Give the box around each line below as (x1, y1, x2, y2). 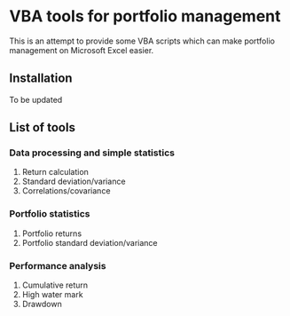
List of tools (9, 120, 75, 135)
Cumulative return (21, 280, 89, 290)
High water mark (21, 289, 83, 300)
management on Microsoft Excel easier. (9, 44, 154, 55)
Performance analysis (9, 259, 106, 272)
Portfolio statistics (9, 208, 90, 220)
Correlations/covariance (21, 186, 111, 196)
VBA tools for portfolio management (9, 6, 281, 27)
